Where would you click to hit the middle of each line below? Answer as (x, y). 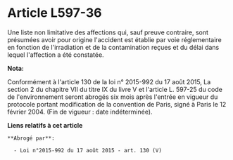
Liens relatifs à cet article (45, 125)
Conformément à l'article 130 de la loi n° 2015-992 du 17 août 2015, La (109, 81)
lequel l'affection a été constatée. (56, 55)
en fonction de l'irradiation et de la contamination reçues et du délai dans (113, 47)
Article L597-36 (55, 13)
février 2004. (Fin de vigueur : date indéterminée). (80, 112)
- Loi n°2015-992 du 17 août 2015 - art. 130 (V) (88, 150)
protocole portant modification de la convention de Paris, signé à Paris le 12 (117, 104)
